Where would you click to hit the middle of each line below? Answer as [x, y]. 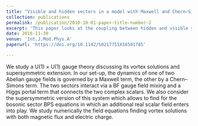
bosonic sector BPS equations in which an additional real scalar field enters [98, 104]
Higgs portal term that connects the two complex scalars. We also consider [98, 92]
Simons [15, 85]
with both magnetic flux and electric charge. [60, 117]
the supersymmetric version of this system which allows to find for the [92, 98]
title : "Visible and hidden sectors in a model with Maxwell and [88, 12]
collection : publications [38, 17]
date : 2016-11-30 [27, 34]
